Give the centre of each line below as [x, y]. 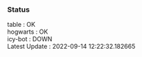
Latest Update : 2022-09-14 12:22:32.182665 [71, 47]
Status [18, 10]
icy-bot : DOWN [30, 39]
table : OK [21, 25]
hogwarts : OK [28, 32]
